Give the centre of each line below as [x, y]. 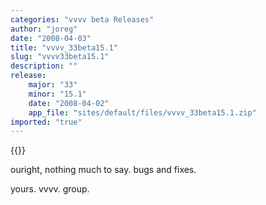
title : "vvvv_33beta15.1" [64, 47]
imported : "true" [46, 122]
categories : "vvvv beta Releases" [82, 19]
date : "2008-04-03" [51, 38]
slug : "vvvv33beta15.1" [60, 57]
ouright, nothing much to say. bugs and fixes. [103, 170]
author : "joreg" [44, 29]
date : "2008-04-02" [69, 103]
